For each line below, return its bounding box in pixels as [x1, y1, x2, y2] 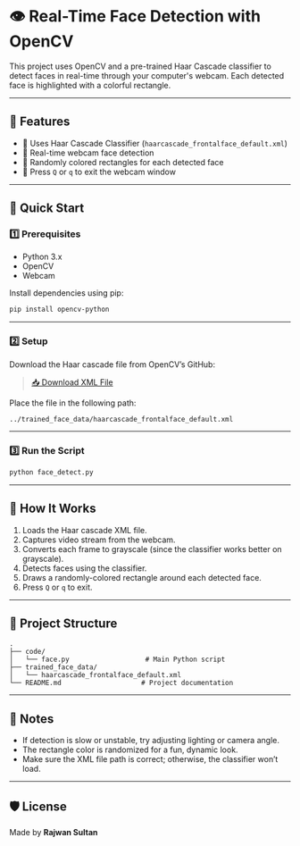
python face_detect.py [9, 467, 94, 477]
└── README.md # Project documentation [9, 679, 234, 688]
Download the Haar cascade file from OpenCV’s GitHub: [9, 358, 216, 370]
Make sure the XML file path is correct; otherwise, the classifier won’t [21, 754, 279, 765]
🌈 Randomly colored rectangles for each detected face [21, 156, 225, 167]
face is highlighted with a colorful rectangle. [9, 80, 171, 90]
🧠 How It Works [9, 501, 96, 516]
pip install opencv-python [9, 305, 110, 314]
